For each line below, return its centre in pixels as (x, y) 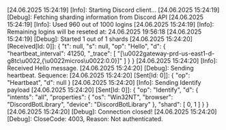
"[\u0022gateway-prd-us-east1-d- (166, 53)
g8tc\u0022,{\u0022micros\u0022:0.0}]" (65, 61)
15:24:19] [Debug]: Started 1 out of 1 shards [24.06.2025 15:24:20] (100, 39)
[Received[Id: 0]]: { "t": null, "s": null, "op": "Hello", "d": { (86, 46)
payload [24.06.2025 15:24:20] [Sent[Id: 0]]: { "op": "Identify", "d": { (103, 90)
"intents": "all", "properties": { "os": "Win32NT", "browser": (90, 97)
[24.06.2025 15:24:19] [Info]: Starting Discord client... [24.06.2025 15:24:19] (113, 10)
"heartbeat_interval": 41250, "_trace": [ (61, 53)
